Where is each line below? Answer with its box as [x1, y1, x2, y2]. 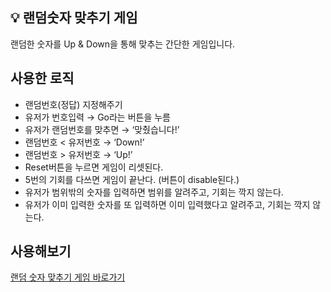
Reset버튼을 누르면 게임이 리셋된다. [24, 161, 164, 173]
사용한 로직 [10, 70, 75, 87]
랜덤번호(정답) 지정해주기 [24, 98, 123, 110]
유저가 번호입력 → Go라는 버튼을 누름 [24, 111, 172, 123]
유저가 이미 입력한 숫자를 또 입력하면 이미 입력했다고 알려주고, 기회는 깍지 [24, 198, 311, 210]
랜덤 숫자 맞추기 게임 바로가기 [10, 271, 126, 283]
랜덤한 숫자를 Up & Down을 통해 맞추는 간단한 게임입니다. [10, 38, 236, 50]
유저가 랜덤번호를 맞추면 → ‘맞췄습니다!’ [24, 123, 180, 135]
